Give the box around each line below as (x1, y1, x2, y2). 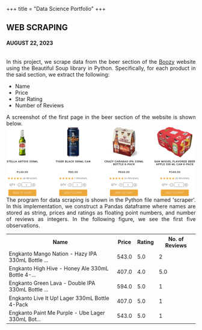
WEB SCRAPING (6, 22, 68, 33)
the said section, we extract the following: (6, 70, 110, 78)
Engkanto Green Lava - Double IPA (8, 279, 96, 287)
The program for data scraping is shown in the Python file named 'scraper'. (6, 196, 196, 204)
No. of (168, 235, 185, 243)
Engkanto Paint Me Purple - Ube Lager (8, 309, 105, 316)
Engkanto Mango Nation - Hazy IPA (8, 250, 97, 257)
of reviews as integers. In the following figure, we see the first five (6, 216, 196, 223)
